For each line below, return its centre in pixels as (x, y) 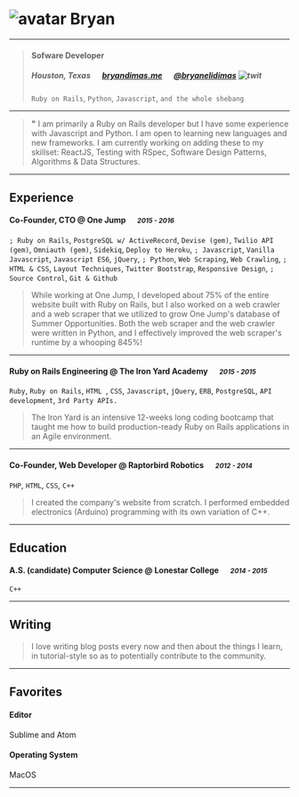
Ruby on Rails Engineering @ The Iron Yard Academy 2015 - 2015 (133, 371)
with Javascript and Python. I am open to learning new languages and (159, 133)
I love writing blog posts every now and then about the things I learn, (157, 646)
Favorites (36, 692)
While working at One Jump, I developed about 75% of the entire (150, 295)
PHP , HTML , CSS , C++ (42, 485)
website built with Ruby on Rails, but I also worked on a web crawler (155, 305)
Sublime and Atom (43, 735)
